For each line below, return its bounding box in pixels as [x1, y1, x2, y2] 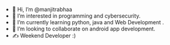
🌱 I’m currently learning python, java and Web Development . [12, 19, 165, 26]
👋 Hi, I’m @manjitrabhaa [12, 6, 72, 13]
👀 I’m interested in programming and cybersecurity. [12, 12, 141, 19]
